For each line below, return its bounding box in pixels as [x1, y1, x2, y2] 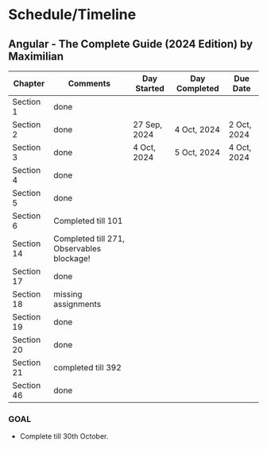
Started [134, 83, 164, 94]
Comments [68, 78, 111, 89]
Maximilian [8, 49, 64, 63]
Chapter [13, 78, 45, 89]
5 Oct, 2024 [174, 147, 221, 158]
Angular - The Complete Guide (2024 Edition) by [8, 37, 253, 51]
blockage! [53, 253, 91, 263]
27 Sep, [132, 119, 163, 130]
